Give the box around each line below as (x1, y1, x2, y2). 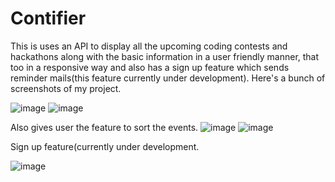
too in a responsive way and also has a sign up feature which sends (10, 61, 290, 73)
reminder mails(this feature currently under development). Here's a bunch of (10, 72, 326, 84)
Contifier (10, 7, 87, 30)
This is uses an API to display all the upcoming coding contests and (10, 40, 288, 52)
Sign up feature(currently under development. (10, 140, 200, 152)
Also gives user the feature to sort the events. (10, 121, 199, 133)
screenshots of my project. (10, 82, 122, 94)
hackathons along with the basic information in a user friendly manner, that (10, 50, 320, 62)
